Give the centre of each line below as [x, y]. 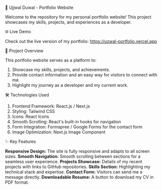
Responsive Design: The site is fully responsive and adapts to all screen [77, 151]
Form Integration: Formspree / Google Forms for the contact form [77, 127]
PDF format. [17, 182]
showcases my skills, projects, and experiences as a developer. [68, 22]
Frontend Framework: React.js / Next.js [51, 106]
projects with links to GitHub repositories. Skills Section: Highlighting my [78, 167]
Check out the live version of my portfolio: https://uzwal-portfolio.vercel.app [81, 41]
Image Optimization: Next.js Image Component [59, 132]
